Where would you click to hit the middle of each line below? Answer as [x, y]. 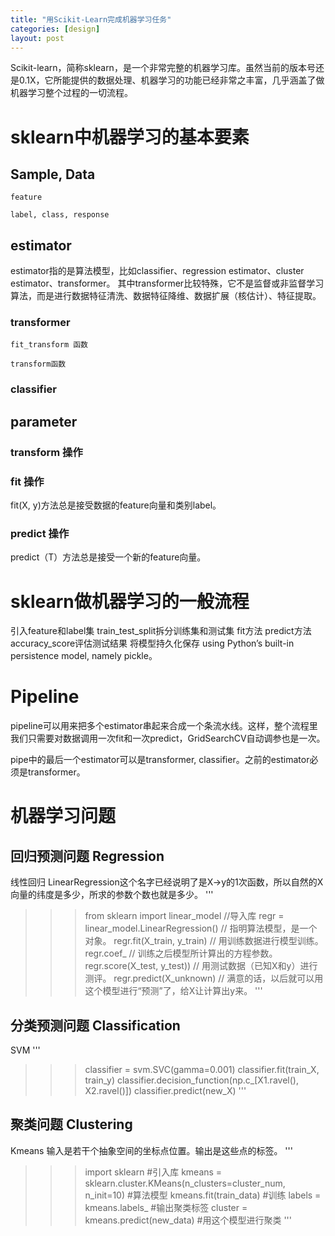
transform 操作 [46, 452]
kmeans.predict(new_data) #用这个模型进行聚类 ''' [188, 1220]
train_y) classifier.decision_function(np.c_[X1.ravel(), [191, 1080]
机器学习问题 [63, 816]
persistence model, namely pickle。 [84, 656]
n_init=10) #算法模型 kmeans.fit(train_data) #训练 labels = [203, 1195]
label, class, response [60, 215]
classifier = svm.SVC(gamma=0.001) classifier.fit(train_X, [202, 1069]
